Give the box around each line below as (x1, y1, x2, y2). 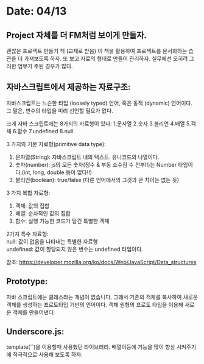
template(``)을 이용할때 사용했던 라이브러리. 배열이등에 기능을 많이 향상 (6, 343, 175, 351)
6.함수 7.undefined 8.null (12, 127, 74, 135)
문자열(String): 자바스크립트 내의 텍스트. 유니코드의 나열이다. (15, 153, 160, 161)
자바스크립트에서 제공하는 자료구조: (6, 82, 131, 93)
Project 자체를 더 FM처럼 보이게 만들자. (6, 30, 147, 40)
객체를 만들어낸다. (12, 309, 55, 316)
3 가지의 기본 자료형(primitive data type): (6, 140, 106, 147)
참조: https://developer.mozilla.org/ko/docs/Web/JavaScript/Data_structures (6, 258, 197, 265)
